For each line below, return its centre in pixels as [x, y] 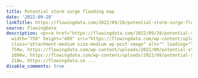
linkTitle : [19, 22]
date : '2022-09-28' [30, 17]
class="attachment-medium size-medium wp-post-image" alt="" [88, 45]
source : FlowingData [32, 28]
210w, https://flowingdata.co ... [54, 60]
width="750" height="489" [43, 39]
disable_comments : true [35, 66]
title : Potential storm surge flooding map [60, 11]
